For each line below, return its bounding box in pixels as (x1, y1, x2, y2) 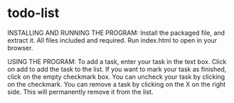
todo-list (7, 5, 60, 21)
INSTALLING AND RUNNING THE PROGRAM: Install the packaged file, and (7, 28, 225, 37)
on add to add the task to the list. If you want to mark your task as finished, (7, 65, 227, 73)
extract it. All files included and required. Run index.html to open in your (7, 36, 218, 44)
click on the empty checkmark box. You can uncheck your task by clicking (7, 72, 225, 81)
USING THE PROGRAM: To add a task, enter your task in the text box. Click (7, 57, 227, 65)
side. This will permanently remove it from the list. (7, 87, 154, 96)
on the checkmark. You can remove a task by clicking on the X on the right (7, 80, 226, 88)
